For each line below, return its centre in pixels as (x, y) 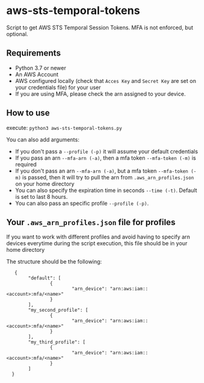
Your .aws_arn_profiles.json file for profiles (91, 222)
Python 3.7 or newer (40, 68)
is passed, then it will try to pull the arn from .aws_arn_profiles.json (108, 177)
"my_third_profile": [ (57, 342)
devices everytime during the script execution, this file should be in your (97, 243)
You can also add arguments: (43, 139)
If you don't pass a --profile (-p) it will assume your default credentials (107, 151)
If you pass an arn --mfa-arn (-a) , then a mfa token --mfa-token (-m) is (105, 158)
